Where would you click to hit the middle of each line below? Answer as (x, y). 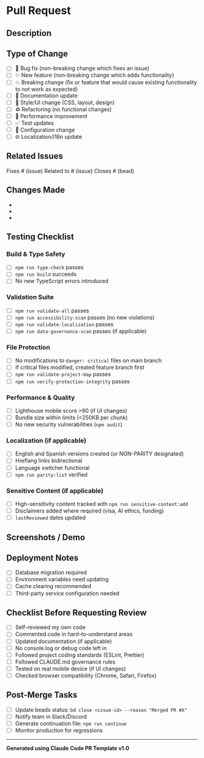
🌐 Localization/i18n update (49, 136)
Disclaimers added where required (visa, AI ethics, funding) (89, 511)
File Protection (28, 347)
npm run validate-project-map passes (63, 374)
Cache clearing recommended (53, 586)
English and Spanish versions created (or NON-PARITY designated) (99, 454)
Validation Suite (30, 297)
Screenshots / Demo (46, 537)
